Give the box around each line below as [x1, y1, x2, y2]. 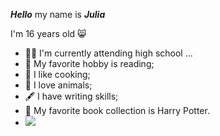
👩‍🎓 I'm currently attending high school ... [24, 47, 193, 59]
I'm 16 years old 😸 [10, 28, 87, 39]
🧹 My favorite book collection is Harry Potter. [24, 105, 210, 116]
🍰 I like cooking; [24, 69, 91, 80]
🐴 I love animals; [24, 79, 93, 91]
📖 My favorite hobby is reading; [24, 58, 155, 69]
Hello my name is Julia [10, 9, 106, 20]
